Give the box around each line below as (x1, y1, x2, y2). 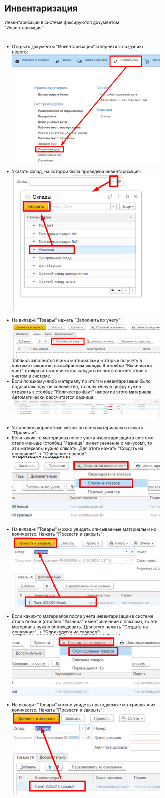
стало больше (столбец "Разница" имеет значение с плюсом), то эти (11, 619, 158, 625)
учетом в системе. (11, 373, 51, 379)
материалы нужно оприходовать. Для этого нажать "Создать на (11, 624, 148, 630)
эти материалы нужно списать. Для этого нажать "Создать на (11, 445, 144, 451)
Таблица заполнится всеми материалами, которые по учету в (11, 358, 142, 364)
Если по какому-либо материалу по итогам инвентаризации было (11, 378, 151, 384)
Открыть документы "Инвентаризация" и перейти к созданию (11, 43, 143, 49)
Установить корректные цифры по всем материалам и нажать (11, 424, 144, 430)
